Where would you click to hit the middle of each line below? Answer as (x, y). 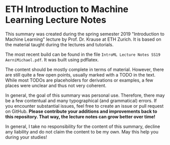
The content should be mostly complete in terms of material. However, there (85, 69)
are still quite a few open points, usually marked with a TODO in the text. (80, 75)
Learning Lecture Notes (56, 20)
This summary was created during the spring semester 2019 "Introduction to (85, 34)
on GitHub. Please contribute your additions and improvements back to (81, 111)
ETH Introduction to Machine (67, 9)
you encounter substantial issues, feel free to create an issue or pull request (84, 106)
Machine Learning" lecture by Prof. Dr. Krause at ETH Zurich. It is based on (83, 39)
